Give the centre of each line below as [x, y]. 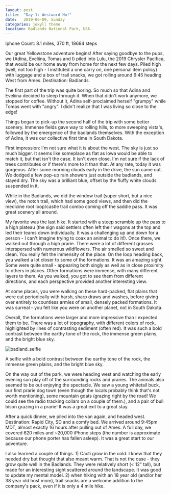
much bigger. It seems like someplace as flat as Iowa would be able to [79, 153]
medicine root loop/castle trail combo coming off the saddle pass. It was [81, 206]
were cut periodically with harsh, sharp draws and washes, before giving [82, 297]
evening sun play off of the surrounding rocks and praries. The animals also [85, 380]
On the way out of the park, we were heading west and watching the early [83, 374]
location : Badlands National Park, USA [48, 29]
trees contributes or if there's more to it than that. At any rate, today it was [83, 164]
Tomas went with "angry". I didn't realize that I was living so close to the [81, 107]
